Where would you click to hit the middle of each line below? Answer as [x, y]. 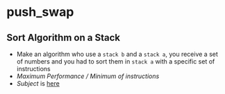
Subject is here [38, 83]
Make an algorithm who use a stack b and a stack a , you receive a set [117, 54]
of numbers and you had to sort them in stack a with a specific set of [116, 62]
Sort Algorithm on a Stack [64, 38]
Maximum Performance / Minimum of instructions [88, 76]
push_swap [40, 12]
